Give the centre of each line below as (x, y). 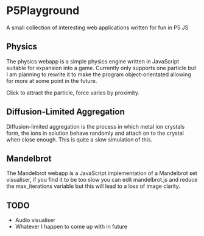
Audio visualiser (35, 220)
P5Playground (43, 11)
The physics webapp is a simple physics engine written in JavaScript (93, 61)
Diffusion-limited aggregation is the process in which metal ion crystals (96, 126)
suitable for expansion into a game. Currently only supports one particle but (101, 68)
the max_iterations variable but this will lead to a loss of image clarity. (93, 186)
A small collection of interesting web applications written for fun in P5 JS (97, 27)
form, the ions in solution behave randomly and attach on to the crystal (95, 133)
